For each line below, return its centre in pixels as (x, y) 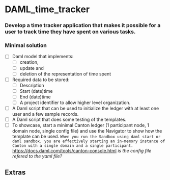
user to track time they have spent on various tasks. (70, 32)
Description (32, 85)
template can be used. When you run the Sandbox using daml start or (86, 137)
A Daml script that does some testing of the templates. (69, 120)
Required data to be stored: (41, 80)
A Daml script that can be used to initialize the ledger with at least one (86, 108)
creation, (29, 62)
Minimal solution (26, 45)
